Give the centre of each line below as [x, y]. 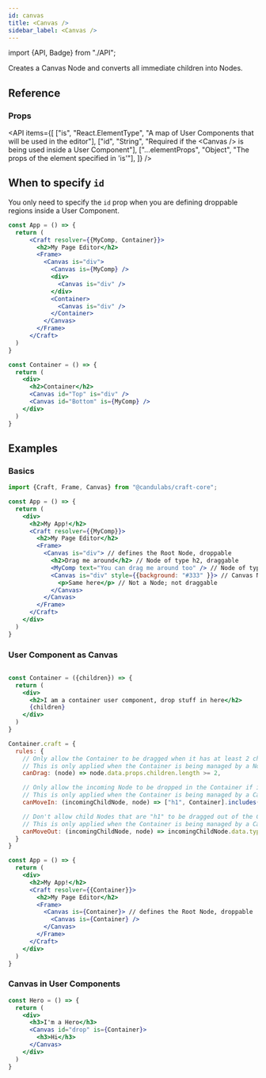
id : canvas [26, 15]
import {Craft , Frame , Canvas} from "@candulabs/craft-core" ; [113, 487]
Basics [21, 471]
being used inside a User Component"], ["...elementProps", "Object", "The [129, 150]
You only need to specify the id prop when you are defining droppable [123, 202]
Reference [34, 93]
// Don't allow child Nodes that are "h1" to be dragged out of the [138, 816]
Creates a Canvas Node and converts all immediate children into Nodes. [125, 68]
